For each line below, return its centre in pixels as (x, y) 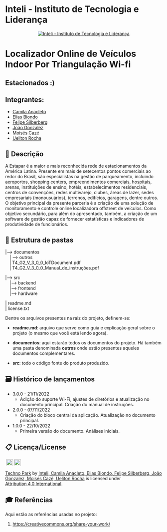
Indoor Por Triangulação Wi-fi (68, 65)
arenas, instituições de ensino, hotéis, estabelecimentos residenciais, (76, 187)
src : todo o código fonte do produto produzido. (61, 363)
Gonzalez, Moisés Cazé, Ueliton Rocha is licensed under (63, 478)
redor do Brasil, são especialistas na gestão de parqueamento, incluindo (79, 177)
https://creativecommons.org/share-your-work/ (61, 524)
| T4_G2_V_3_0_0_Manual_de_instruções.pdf (55, 267)
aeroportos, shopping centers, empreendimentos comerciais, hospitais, (79, 182)
